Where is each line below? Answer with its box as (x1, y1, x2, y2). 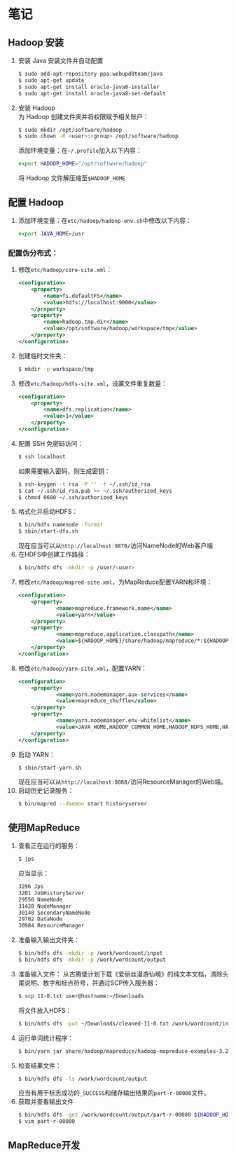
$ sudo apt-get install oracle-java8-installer (18, 83, 160, 90)
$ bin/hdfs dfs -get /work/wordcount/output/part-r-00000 (18, 1112, 191, 1119)
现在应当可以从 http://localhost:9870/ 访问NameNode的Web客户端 (18, 541, 213, 550)
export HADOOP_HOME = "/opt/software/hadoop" (18, 161, 148, 168)
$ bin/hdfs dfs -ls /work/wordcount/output (18, 1075, 148, 1082)
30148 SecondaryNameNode (18, 909, 91, 916)
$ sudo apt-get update (18, 76, 85, 84)
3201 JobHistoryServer (18, 890, 85, 897)
